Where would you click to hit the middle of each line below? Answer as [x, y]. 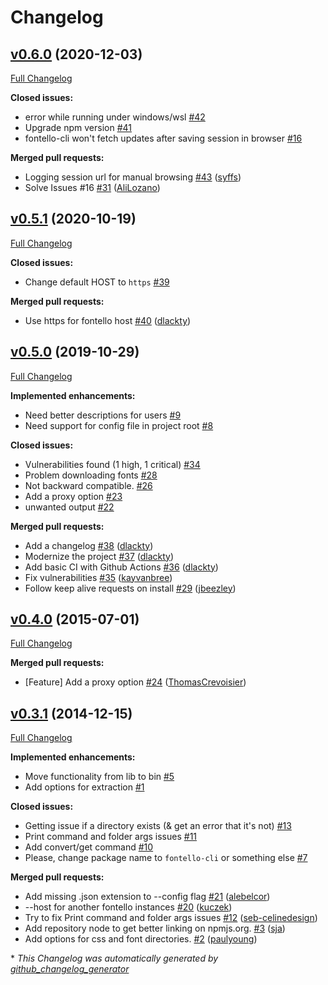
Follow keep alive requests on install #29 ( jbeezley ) [130, 588]
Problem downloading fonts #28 [91, 475]
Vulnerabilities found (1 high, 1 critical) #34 [112, 464]
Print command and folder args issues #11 [111, 837]
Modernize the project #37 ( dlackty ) [99, 556]
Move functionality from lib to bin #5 [99, 777]
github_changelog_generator [70, 969]
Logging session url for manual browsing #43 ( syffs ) [133, 177]
